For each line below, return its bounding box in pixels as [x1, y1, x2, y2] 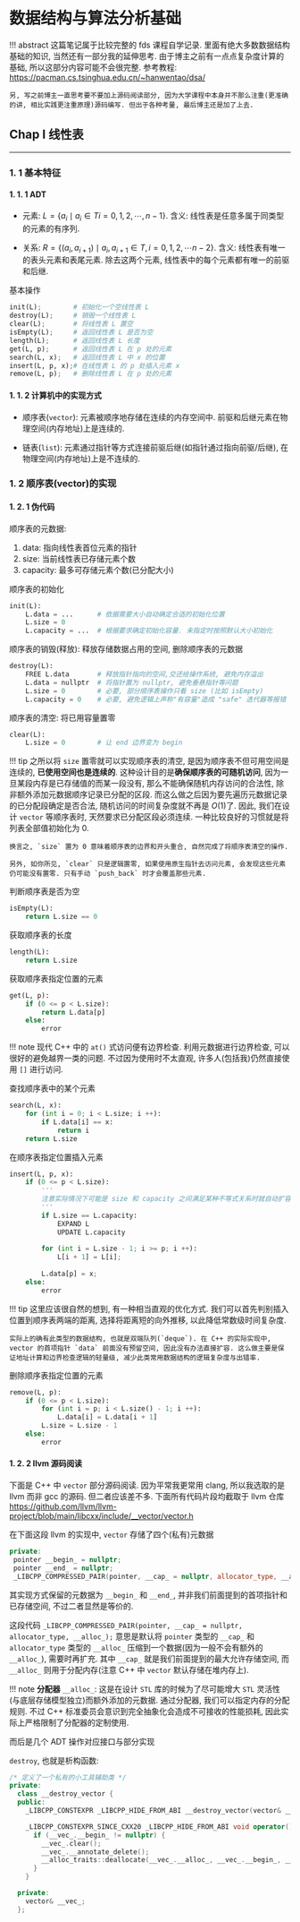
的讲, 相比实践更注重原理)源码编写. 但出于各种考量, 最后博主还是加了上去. [9, 100, 254, 109]
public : [17, 1798, 46, 1807]
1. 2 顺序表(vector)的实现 [9, 477, 117, 490]
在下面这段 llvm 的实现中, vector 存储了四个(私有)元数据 [9, 1529, 214, 1540]
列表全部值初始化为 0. [9, 823, 89, 834]
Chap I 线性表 [9, 127, 84, 142]
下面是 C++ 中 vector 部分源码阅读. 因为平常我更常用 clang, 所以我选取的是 [9, 1480, 286, 1490]
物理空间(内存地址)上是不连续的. [21, 453, 141, 464]
